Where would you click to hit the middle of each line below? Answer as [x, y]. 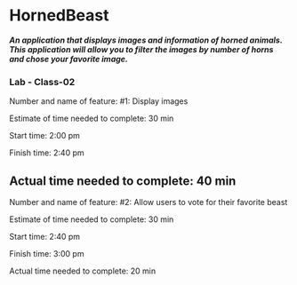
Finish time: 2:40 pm [47, 153]
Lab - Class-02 [42, 82]
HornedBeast [59, 16]
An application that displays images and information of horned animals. [146, 40]
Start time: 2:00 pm [44, 136]
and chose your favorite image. [69, 59]
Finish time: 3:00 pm [47, 254]
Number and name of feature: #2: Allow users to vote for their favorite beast [148, 202]
